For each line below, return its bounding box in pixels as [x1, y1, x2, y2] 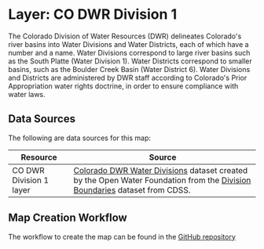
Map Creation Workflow [8, 211, 127, 225]
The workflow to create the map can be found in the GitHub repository [8, 232, 236, 241]
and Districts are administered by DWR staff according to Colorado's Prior [8, 73, 247, 82]
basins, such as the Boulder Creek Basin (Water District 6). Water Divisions [8, 64, 251, 74]
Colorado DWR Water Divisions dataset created [73, 164, 248, 175]
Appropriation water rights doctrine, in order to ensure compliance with [8, 81, 239, 91]
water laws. [8, 89, 46, 99]
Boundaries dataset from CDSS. [73, 184, 191, 195]
